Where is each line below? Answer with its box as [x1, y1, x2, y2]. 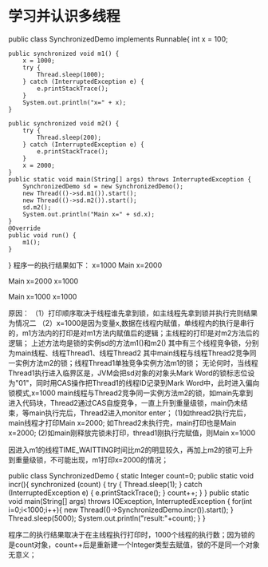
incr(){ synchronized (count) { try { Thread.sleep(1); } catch [8, 479, 203, 489]
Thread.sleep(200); [37, 133, 102, 141]
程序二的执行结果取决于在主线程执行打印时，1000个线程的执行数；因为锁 [8, 529, 249, 539]
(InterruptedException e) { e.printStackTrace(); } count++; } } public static [8, 488, 250, 498]
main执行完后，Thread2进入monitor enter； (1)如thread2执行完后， [29, 408, 251, 418]
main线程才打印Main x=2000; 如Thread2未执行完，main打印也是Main [8, 418, 237, 427]
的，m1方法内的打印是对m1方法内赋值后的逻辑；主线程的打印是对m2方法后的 [8, 328, 260, 338]
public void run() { [8, 231, 77, 240]
